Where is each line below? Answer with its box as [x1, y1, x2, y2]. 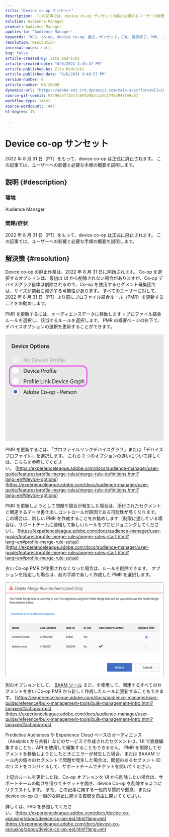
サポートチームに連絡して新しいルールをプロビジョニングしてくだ [18, 521, 155, 528]
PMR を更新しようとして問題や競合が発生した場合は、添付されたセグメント [5, 503, 162, 509]
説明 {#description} [5, 178, 68, 187]
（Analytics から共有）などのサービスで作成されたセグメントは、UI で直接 [5, 738, 159, 744]
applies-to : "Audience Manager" [5, 29, 73, 35]
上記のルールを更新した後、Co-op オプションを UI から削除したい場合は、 [5, 774, 159, 780]
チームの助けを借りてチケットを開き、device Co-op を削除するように [18, 780, 162, 787]
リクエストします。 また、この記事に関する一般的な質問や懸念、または [5, 787, 152, 793]
